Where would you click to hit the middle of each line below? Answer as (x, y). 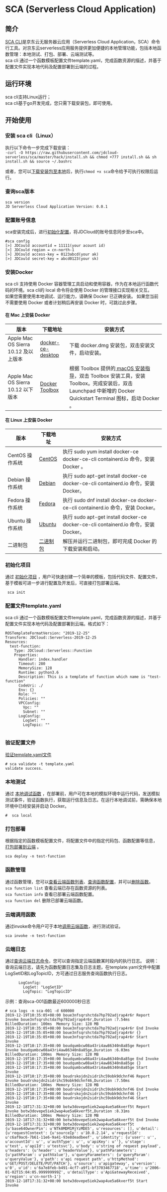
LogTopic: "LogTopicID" (47, 992)
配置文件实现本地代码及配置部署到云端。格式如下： (57, 624)
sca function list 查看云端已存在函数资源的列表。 (57, 888)
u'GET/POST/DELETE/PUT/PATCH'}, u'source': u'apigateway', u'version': (81, 1164)
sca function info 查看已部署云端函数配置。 (51, 894)
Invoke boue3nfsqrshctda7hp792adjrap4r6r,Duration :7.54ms (68, 1020)
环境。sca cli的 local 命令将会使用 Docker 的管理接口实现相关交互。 (83, 290)
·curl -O (14, 153)
